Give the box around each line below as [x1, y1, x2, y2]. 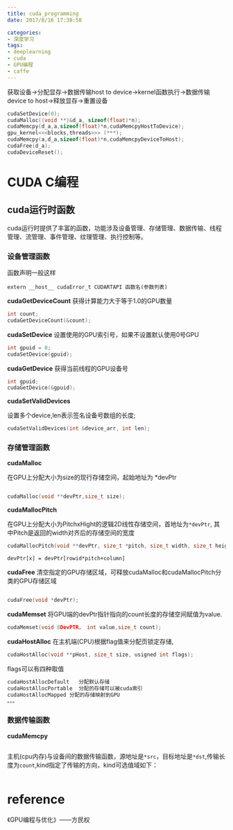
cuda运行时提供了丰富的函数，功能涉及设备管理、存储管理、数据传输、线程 [7, 223, 222, 232]
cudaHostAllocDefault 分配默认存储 [7, 678, 110, 685]
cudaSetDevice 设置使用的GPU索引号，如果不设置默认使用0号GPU [7, 330, 199, 338]
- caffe [7, 67, 30, 75]
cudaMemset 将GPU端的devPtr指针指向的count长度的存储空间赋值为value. [7, 610, 223, 619]
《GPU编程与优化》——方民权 [7, 815, 90, 824]
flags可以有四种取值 [7, 664, 64, 673]
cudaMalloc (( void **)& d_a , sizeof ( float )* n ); [7, 116, 141, 123]
